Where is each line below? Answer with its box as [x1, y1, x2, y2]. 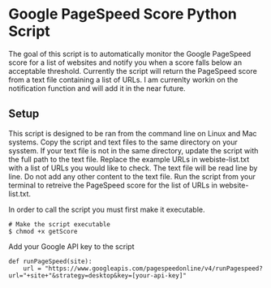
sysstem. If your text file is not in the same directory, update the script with [8, 145, 259, 155]
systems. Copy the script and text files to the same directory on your [8, 137, 238, 147]
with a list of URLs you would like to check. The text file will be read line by [8, 163, 258, 173]
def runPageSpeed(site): [8, 257, 92, 265]
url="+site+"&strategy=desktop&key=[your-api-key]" [8, 271, 187, 280]
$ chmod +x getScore [8, 227, 79, 235]
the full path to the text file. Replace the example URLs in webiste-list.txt [8, 154, 250, 164]
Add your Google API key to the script [8, 241, 135, 251]
